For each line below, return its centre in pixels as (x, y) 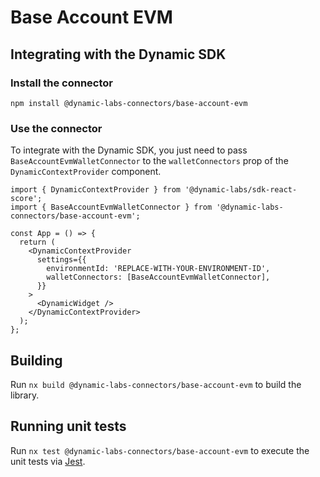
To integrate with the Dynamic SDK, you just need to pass (129, 150)
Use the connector (56, 128)
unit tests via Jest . (48, 461)
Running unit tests (68, 426)
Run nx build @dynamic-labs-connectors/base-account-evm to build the (156, 384)
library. (25, 395)
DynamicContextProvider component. (86, 172)
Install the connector (62, 83)
